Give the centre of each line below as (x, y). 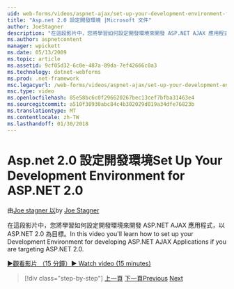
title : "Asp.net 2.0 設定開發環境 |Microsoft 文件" (79, 20)
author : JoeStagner (36, 26)
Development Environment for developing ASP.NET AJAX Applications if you (117, 242)
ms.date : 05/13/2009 (37, 53)
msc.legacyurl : (29, 85)
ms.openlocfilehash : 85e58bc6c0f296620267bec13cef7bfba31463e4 (101, 98)
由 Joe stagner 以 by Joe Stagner (53, 210)
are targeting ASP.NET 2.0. (46, 249)
